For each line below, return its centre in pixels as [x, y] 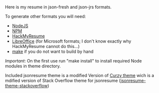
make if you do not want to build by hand [53, 51]
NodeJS [20, 26]
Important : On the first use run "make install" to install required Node [73, 61]
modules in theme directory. [33, 66]
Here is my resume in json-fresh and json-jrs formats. [58, 7]
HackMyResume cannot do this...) [46, 46]
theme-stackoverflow [26, 86]
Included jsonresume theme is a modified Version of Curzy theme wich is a [80, 75]
